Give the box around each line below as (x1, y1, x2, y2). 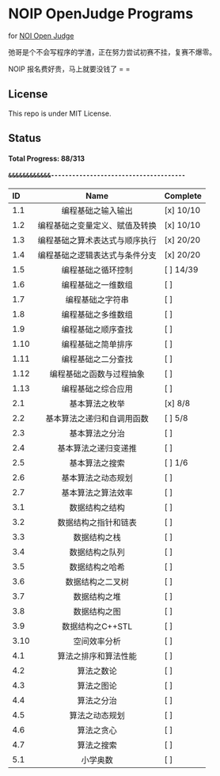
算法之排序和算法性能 (57, 650, 137, 661)
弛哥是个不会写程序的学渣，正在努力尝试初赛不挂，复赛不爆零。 (8, 47, 216, 56)
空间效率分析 (73, 635, 121, 646)
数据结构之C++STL (62, 621, 133, 632)
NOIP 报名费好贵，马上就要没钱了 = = (8, 64, 131, 74)
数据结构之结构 (69, 502, 125, 513)
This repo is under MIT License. (8, 108, 112, 118)
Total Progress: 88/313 (8, 154, 85, 163)
